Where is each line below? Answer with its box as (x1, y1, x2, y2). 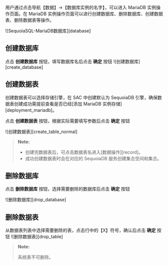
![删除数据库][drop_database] (5, 197, 67, 203)
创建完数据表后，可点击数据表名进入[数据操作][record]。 (25, 149, 143, 155)
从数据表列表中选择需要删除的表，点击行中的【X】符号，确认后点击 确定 (5, 227, 156, 234)
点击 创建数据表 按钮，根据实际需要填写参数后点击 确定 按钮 (5, 118, 130, 124)
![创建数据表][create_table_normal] (5, 128, 77, 135)
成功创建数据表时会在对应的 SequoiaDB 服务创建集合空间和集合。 (25, 155, 162, 161)
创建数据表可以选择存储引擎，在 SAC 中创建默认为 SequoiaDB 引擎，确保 (5, 94, 158, 100)
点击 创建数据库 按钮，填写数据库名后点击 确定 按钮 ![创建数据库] (5, 58, 140, 64)
